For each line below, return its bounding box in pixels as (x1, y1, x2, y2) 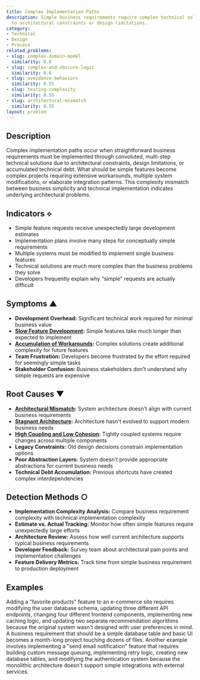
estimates (14, 231, 39, 238)
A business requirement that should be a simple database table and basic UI (6, 630, 193, 637)
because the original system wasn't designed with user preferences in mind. (6, 624, 193, 631)
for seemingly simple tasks (14, 359, 81, 366)
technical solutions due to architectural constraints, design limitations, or (6, 160, 185, 167)
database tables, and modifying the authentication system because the (6, 656, 180, 663)
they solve (14, 269, 40, 275)
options (14, 449, 34, 457)
